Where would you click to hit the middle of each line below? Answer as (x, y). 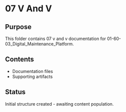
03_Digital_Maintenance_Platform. (40, 44)
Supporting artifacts (32, 76)
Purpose (18, 27)
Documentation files (32, 71)
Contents (20, 59)
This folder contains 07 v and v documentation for (56, 38)
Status (15, 92)
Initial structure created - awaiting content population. (59, 104)
